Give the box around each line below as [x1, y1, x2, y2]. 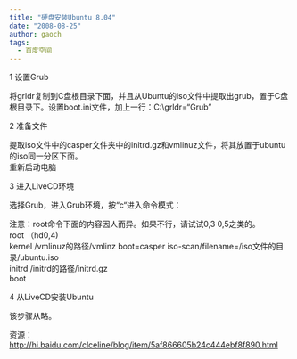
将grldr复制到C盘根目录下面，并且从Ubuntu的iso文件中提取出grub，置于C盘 [9, 91, 289, 102]
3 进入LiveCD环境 [9, 181, 74, 192]
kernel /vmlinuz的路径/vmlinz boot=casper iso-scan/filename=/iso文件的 [9, 241, 276, 252]
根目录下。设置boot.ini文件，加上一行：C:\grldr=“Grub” [9, 102, 212, 112]
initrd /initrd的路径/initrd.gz [9, 264, 109, 274]
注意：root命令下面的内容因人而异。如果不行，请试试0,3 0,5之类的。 [9, 219, 260, 230]
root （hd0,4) [9, 230, 59, 241]
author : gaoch [9, 29, 62, 38]
